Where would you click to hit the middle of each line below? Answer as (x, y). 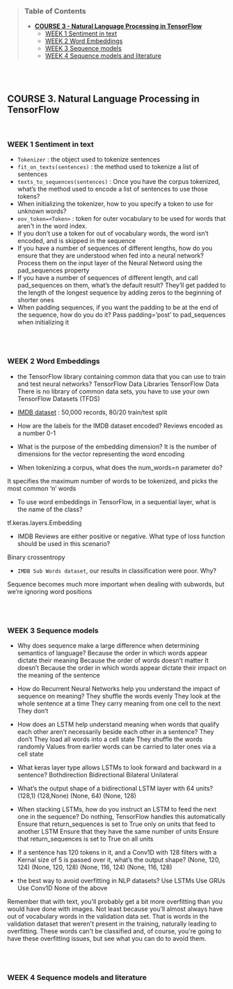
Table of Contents (55, 11)
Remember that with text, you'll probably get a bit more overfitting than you (115, 902)
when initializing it (43, 322)
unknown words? (42, 211)
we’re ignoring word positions (50, 591)
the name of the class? (50, 509)
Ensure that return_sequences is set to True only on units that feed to (116, 824)
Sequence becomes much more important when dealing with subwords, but (116, 584)
